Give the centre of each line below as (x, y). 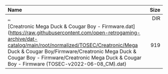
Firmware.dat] (118, 26)
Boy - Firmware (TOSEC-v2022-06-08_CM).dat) (67, 64)
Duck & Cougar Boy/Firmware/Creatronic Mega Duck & (72, 51)
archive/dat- (23, 39)
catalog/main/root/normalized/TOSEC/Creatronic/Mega (73, 45)
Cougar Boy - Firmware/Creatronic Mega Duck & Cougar (74, 58)
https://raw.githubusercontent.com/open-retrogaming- (75, 33)
